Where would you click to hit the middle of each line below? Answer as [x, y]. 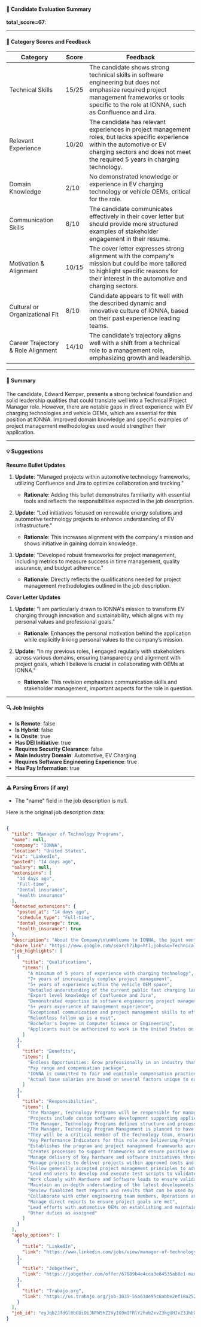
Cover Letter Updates [33, 597]
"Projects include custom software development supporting [103, 1118]
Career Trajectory [34, 343]
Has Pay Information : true [47, 768]
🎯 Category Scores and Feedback [49, 41]
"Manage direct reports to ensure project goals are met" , [103, 1202]
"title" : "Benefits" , [49, 1051]
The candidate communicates [131, 209]
